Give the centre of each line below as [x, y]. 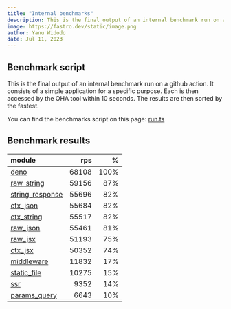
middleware [30, 261]
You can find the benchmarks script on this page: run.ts [86, 119]
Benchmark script [46, 67]
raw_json [25, 228]
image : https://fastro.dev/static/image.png [72, 26]
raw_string [27, 183]
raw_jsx [23, 239]
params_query [34, 295]
